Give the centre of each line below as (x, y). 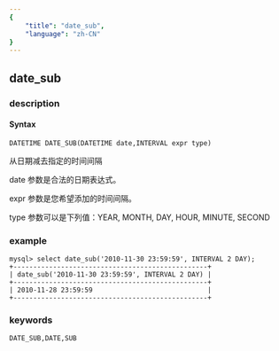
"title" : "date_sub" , (65, 26)
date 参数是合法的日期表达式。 (65, 179)
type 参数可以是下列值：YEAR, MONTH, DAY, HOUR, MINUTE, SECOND (139, 217)
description (35, 103)
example (28, 240)
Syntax (23, 124)
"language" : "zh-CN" (63, 34)
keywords (31, 320)
